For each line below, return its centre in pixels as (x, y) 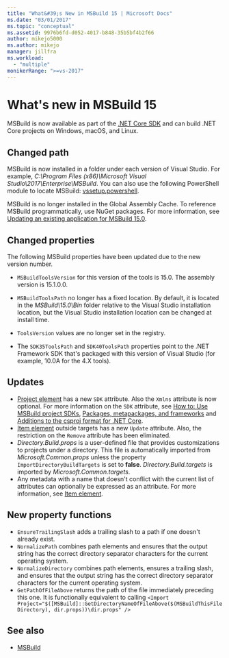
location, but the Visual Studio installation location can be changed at (114, 313)
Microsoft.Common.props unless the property (81, 457)
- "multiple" (32, 64)
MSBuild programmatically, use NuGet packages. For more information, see (113, 211)
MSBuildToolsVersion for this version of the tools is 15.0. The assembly (116, 278)
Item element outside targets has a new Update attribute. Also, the (109, 428)
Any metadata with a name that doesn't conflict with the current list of (115, 479)
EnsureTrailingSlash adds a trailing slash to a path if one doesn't (108, 531)
